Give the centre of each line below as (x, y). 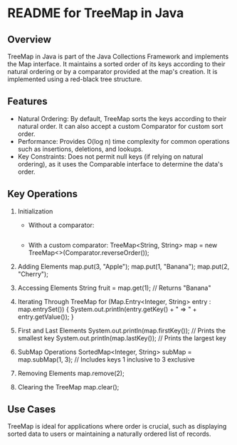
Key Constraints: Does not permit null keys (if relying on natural (110, 156)
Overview (30, 40)
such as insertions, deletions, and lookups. (80, 149)
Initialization (35, 211)
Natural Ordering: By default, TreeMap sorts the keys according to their (122, 118)
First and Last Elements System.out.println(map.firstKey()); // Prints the (122, 330)
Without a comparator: (61, 225)
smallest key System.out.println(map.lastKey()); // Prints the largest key (122, 338)
